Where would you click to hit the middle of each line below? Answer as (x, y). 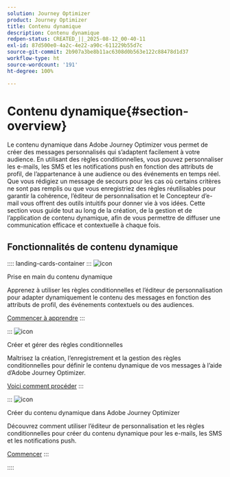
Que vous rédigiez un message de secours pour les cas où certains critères (114, 181)
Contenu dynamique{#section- (98, 111)
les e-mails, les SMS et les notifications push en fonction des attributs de (110, 167)
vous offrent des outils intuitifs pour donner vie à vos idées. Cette (113, 203)
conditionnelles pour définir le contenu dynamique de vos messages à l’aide (115, 365)
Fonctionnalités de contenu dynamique (93, 247)
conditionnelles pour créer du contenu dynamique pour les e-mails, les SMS (115, 434)
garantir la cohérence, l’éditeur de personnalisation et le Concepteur (104, 196)
